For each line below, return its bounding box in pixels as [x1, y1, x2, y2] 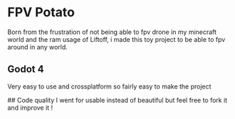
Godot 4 [7, 63, 44, 75]
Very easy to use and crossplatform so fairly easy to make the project [7, 82, 211, 91]
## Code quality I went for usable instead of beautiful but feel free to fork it [7, 96, 228, 104]
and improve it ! [7, 103, 53, 112]
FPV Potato [7, 4, 75, 21]
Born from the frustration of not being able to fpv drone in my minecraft [7, 28, 217, 36]
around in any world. [7, 42, 68, 51]
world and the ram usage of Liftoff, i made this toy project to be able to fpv [7, 35, 226, 43]
